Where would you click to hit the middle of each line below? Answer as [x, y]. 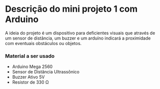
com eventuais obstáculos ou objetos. [43, 43]
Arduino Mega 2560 [32, 67]
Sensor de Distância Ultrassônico [46, 72]
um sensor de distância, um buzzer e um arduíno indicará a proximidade [78, 38]
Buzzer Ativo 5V [28, 77]
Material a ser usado [30, 56]
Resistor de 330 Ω [30, 82]
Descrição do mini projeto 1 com [71, 9]
